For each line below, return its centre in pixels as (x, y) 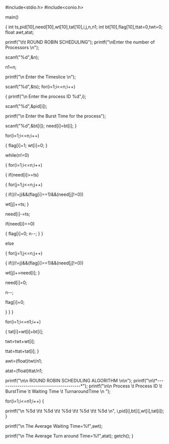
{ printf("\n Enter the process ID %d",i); (46, 96)
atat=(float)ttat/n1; (24, 371)
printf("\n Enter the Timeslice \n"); (41, 77)
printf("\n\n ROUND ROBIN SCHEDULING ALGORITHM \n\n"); (69, 381)
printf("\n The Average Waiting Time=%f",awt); (54, 426)
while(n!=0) (17, 155)
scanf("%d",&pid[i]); (26, 106)
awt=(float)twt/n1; (24, 361)
